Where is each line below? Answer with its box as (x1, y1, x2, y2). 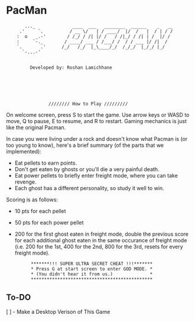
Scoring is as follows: (6, 196, 58, 203)
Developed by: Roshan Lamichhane (30, 65, 112, 70)
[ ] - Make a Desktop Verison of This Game (6, 308, 110, 315)
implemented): (6, 147, 41, 155)
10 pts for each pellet (14, 207, 66, 214)
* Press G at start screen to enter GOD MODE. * (30, 266, 153, 272)
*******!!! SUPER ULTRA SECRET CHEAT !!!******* (30, 261, 153, 267)
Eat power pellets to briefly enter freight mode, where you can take (14, 172, 178, 179)
